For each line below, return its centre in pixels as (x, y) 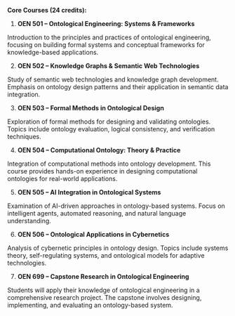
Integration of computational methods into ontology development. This (109, 164)
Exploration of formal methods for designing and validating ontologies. (109, 121)
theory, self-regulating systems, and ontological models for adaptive (106, 255)
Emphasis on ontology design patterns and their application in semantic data (118, 87)
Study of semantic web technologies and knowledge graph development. (113, 79)
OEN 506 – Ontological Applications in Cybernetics (93, 234)
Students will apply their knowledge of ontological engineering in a (103, 290)
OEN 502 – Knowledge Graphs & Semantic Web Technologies (108, 66)
